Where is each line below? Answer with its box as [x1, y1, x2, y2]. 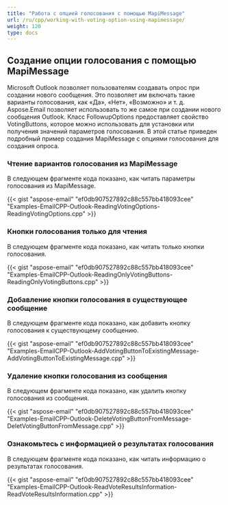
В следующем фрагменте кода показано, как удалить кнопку [7, 387, 187, 395]
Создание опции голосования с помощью [7, 54, 197, 66]
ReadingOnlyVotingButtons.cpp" [7, 277, 99, 285]
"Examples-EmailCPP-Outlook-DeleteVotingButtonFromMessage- [7, 414, 192, 423]
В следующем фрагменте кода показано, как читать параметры [7, 174, 195, 183]
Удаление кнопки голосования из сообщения [7, 371, 168, 381]
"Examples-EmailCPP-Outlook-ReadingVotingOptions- [7, 202, 160, 211]
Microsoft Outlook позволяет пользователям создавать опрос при [7, 84, 200, 92]
